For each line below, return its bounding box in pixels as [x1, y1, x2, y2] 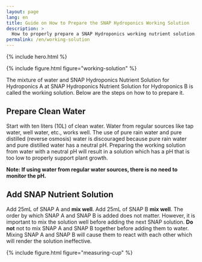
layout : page [6, 8, 39, 15]
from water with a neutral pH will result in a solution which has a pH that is [6, 147, 190, 155]
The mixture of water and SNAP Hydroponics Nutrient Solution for [6, 76, 170, 83]
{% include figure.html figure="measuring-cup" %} [6, 249, 133, 256]
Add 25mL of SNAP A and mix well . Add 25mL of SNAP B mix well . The [6, 205, 183, 213]
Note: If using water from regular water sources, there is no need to [6, 165, 178, 173]
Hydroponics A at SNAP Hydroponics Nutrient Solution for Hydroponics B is [6, 83, 194, 90]
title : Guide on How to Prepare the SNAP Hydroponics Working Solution [6, 20, 189, 26]
